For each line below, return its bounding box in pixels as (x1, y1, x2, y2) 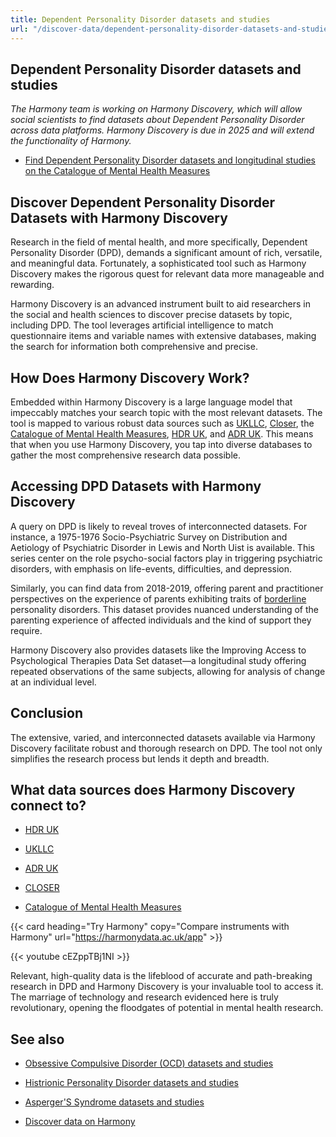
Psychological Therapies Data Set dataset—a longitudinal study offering (10, 654, 307, 666)
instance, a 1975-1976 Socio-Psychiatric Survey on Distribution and (10, 531, 288, 543)
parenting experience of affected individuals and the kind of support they (10, 614, 312, 626)
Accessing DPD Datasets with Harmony (10, 478, 262, 495)
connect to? (10, 797, 87, 814)
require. (10, 624, 43, 636)
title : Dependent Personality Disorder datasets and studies (10, 14, 271, 25)
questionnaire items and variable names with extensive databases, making (10, 330, 317, 342)
